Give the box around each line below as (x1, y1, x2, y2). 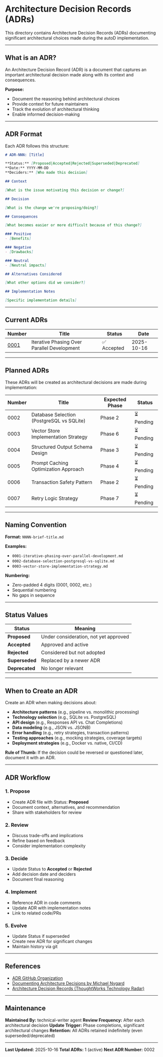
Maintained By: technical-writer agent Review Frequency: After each (5, 1017, 145, 1023)
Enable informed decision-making (12, 111, 80, 117)
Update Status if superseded (12, 933, 70, 939)
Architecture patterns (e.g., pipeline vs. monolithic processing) (12, 709, 139, 715)
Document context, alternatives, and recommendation (12, 804, 120, 810)
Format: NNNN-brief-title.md (5, 534, 64, 540)
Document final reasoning (12, 876, 64, 882)
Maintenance (5, 1004, 46, 1013)
